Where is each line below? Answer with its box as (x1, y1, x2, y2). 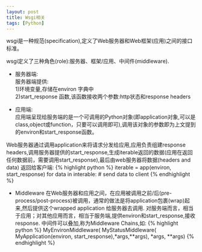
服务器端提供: (14, 78, 49, 85)
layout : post (6, 8, 39, 15)
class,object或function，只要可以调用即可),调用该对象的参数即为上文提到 (14, 121, 196, 128)
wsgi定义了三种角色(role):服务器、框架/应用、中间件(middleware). (6, 58, 169, 65)
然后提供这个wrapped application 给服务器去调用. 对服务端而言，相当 (22, 204, 194, 212)
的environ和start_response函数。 (14, 128, 98, 136)
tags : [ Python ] (6, 20, 45, 26)
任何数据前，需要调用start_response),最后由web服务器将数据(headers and (6, 156, 191, 163)
